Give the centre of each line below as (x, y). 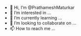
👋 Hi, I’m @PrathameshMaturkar (42, 8)
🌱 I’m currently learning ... (36, 18)
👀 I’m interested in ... (30, 13)
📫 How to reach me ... (32, 28)
